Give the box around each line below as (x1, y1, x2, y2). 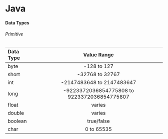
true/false (87, 118, 110, 125)
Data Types (5, 19, 29, 25)
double (7, 109, 24, 116)
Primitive (5, 31, 23, 37)
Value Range (83, 51, 114, 58)
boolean (7, 118, 27, 125)
